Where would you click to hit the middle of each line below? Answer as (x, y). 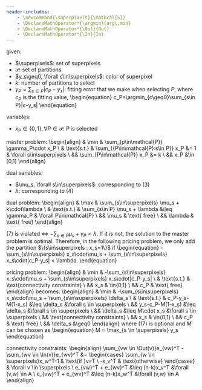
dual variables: (24, 172)
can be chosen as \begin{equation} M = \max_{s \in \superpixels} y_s (92, 330)
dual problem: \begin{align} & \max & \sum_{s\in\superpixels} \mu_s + (93, 203)
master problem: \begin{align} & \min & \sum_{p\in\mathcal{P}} (85, 141)
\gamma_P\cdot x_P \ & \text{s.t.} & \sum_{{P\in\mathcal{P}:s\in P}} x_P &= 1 (101, 148)
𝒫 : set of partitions (38, 70)
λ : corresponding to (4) (44, 190)
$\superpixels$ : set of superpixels (58, 63)
